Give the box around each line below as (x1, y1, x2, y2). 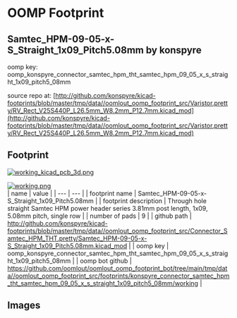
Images (7, 300, 41, 312)
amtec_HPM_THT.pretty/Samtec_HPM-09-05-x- (7, 234, 147, 243)
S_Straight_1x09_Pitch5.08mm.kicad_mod (7, 241, 128, 250)
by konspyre (145, 44, 202, 56)
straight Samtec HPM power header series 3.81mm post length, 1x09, (7, 204, 208, 212)
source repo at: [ (7, 92, 56, 99)
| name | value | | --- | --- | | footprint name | (7, 189, 137, 197)
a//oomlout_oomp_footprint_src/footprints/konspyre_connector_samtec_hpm (7, 271, 230, 280)
